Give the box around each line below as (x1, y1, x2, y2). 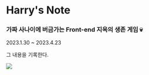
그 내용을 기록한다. (6, 51, 49, 59)
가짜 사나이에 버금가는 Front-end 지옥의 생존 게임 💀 (6, 26, 143, 34)
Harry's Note (6, 4, 71, 17)
